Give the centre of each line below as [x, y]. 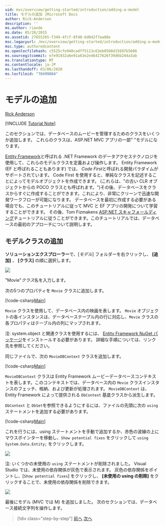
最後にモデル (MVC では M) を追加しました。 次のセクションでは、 [72, 502]
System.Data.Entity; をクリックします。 [46, 444]
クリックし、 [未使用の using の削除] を [115, 476]
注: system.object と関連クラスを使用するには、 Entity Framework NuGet [79, 333]
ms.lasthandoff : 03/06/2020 [34, 70]
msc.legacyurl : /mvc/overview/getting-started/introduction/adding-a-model [84, 42]
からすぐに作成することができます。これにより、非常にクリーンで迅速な [82, 193]
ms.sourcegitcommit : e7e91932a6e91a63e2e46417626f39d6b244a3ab [71, 56]
